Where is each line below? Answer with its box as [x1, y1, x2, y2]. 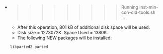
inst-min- [139, 4, 159, 10]
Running [121, 4, 139, 10]
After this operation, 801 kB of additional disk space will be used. [17, 24, 150, 30]
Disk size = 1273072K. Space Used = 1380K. [17, 30, 108, 35]
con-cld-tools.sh [121, 9, 156, 15]
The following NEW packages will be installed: [17, 35, 112, 41]
